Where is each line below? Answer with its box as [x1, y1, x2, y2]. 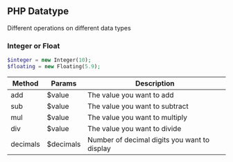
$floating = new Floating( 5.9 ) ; [7, 63, 101, 70]
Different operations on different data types [7, 23, 132, 32]
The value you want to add [87, 90, 175, 99]
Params [51, 79, 77, 88]
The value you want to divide [87, 123, 182, 133]
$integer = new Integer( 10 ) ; [7, 57, 92, 64]
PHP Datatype [7, 6, 69, 17]
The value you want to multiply [87, 112, 187, 122]
